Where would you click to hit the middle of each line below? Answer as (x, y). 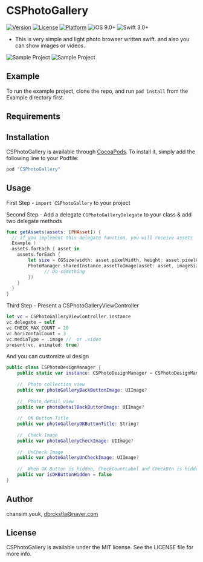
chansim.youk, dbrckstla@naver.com (52, 513)
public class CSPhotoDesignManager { (54, 367)
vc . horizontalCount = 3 (36, 333)
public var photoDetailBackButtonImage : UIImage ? (81, 407)
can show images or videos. (50, 45)
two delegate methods (34, 221)
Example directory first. (35, 97)
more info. (19, 554)
